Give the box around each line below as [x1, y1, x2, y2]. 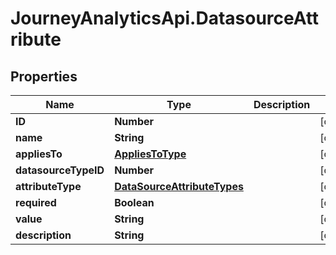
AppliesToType [114, 147, 187, 161]
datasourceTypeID [15, 163, 105, 177]
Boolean [114, 196, 155, 209]
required [15, 196, 57, 209]
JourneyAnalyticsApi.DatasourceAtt [10, 7, 320, 30]
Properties [10, 68, 78, 85]
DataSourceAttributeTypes [114, 180, 244, 193]
